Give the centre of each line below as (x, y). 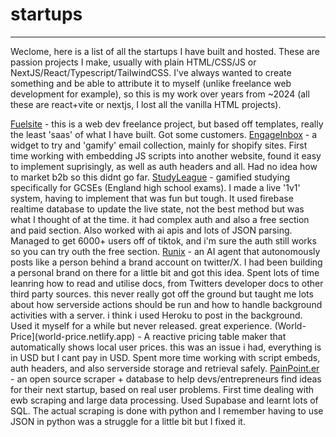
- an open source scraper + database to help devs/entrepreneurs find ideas (166, 379)
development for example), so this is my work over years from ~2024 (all (160, 94)
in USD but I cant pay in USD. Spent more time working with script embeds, (165, 357)
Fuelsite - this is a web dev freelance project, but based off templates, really (167, 124)
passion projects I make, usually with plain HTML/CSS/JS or (133, 62)
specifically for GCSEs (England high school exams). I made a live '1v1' (155, 187)
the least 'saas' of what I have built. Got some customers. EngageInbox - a (164, 134)
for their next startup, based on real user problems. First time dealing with (162, 389)
